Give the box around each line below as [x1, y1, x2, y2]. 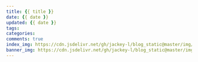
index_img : [6, 42, 33, 48]
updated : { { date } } [6, 19, 57, 25]
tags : [6, 25, 19, 31]
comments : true [6, 36, 44, 42]
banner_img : [6, 47, 35, 53]
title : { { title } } [6, 8, 54, 15]
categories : [6, 31, 35, 37]
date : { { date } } [6, 14, 49, 20]
